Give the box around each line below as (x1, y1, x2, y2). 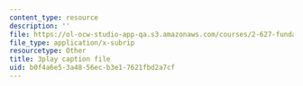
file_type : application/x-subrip (9, 38, 135, 47)
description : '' (9, 21, 70, 30)
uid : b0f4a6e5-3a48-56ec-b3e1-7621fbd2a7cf (9, 64, 176, 73)
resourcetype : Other (9, 47, 87, 56)
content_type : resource (9, 13, 99, 22)
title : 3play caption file (9, 55, 111, 64)
